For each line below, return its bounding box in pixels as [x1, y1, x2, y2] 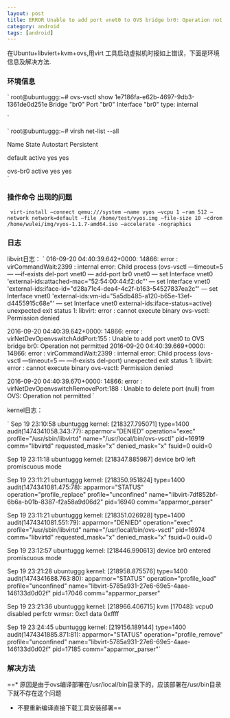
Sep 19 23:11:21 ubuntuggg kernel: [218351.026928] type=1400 [7, 511, 185, 520]
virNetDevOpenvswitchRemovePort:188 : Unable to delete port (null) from [7, 384, 215, 393]
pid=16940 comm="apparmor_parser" [104, 498, 214, 506]
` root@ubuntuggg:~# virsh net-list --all [7, 127, 119, 135]
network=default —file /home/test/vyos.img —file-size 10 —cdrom [32, 214, 223, 221]
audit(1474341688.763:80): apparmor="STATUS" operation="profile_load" [7, 575, 217, 583]
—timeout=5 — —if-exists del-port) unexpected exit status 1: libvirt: [22, 356, 214, 365]
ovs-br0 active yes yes [7, 167, 72, 175]
